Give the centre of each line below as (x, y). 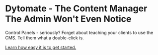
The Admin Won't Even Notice (68, 19)
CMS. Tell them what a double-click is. (44, 38)
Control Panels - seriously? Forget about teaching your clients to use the (79, 32)
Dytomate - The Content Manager (76, 9)
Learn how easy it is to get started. (41, 47)
